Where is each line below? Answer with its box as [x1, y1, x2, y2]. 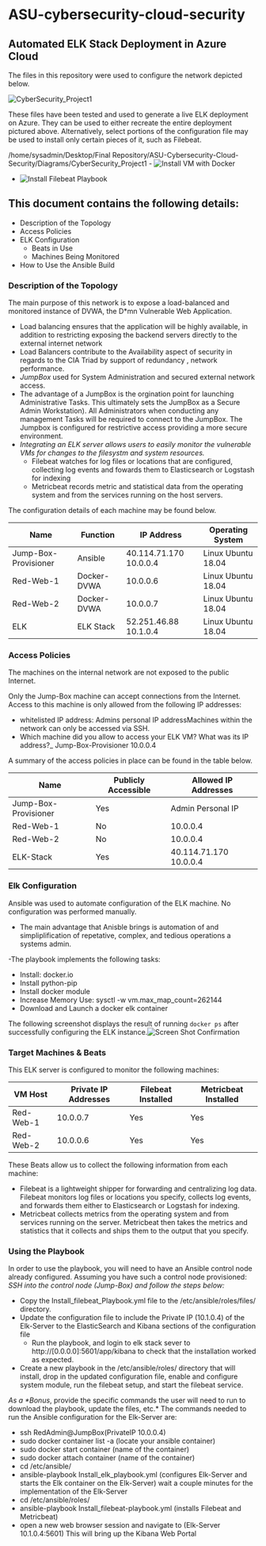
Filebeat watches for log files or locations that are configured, [31, 457, 234, 466]
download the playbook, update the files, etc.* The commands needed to [8, 1404, 247, 1414]
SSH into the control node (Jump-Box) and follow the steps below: [8, 1280, 225, 1290]
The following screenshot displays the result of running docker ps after [8, 1019, 239, 1028]
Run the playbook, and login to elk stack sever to [31, 1338, 191, 1348]
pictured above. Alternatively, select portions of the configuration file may [8, 127, 249, 136]
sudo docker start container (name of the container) [19, 1445, 190, 1454]
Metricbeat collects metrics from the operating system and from [19, 1209, 230, 1219]
